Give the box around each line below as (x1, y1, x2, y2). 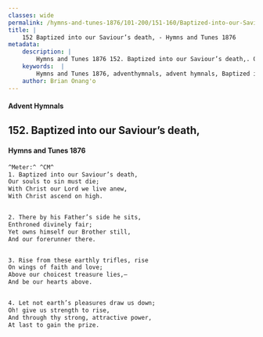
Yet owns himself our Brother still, (8, 228, 131, 236)
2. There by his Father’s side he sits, (8, 213, 142, 222)
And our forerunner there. (8, 235, 96, 243)
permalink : (8, 19, 44, 27)
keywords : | (22, 63, 65, 71)
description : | (22, 48, 72, 56)
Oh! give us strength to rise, (8, 306, 110, 314)
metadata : (8, 41, 41, 49)
